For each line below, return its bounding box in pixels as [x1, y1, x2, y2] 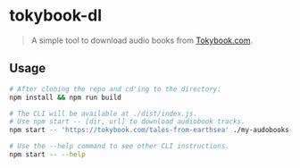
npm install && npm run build [9, 93, 122, 102]
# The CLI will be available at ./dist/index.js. [9, 109, 198, 118]
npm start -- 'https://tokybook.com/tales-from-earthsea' [9, 126, 229, 135]
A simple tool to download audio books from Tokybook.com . [30, 35, 253, 46]
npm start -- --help [9, 150, 87, 159]
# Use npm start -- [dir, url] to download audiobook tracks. [9, 117, 246, 126]
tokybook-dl [9, 5, 103, 26]
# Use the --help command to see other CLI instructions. [9, 142, 229, 151]
